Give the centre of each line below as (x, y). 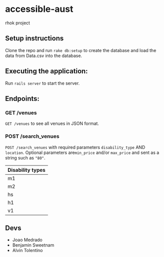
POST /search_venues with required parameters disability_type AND (75, 147)
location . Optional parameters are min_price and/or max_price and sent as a (82, 153)
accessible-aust (39, 9)
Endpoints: (22, 98)
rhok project (18, 23)
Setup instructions (34, 38)
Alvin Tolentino (27, 251)
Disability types (27, 170)
